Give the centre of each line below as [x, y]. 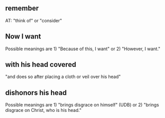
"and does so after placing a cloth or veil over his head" [63, 77]
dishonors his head [36, 92]
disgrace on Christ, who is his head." [43, 110]
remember [22, 8]
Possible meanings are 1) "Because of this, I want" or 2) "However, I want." [83, 49]
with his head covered [41, 65]
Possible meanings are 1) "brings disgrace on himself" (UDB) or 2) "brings [82, 105]
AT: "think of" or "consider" [34, 20]
